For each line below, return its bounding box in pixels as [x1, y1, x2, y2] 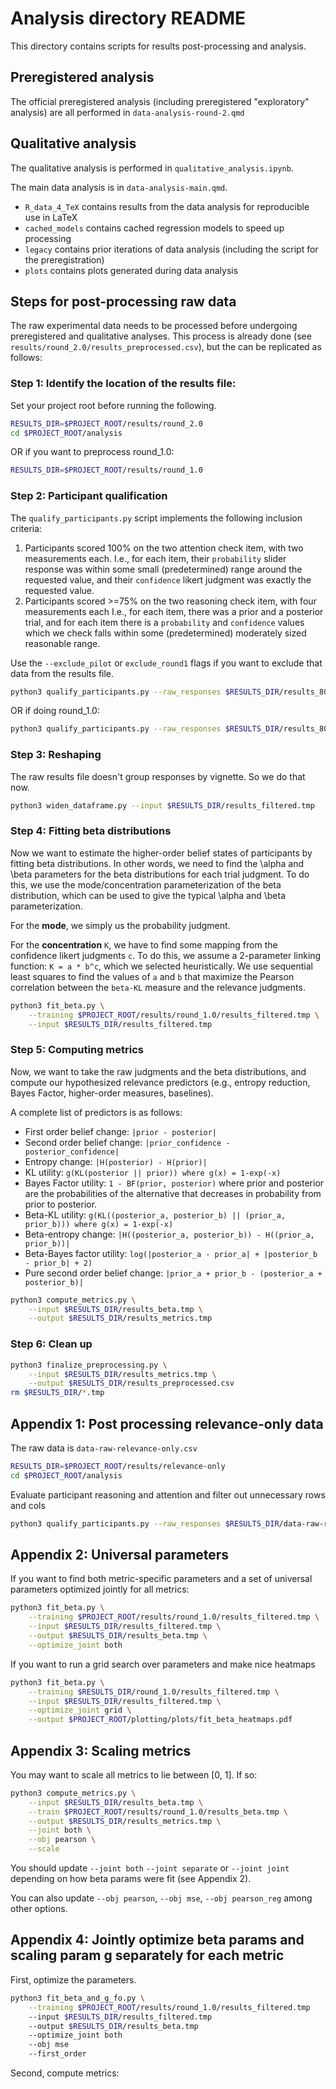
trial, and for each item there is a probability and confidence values [24, 616, 305, 628]
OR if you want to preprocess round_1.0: [10, 446, 175, 458]
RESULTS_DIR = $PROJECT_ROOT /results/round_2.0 [10, 418, 203, 429]
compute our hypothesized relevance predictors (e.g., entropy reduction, [10, 1076, 311, 1088]
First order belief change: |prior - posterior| [24, 1125, 217, 1137]
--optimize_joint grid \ [28, 1705, 132, 1716]
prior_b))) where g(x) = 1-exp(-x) [24, 1219, 174, 1229]
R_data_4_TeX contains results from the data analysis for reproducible [24, 200, 310, 212]
